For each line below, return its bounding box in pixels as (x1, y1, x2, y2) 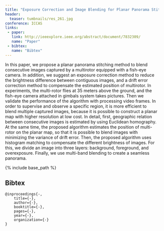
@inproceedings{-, (5, 192, 42, 197)
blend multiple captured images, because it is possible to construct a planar (5, 108, 158, 114)
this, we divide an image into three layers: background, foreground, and (5, 145, 149, 151)
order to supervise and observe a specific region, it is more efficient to (5, 103, 147, 109)
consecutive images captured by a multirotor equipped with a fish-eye (5, 67, 146, 72)
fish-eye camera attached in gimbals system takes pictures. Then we (5, 92, 144, 98)
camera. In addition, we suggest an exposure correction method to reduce (5, 72, 155, 78)
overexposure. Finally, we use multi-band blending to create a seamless (5, 150, 150, 156)
